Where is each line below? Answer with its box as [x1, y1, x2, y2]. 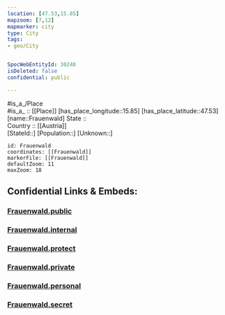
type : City [7, 29, 39, 37]
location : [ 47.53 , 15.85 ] [7, 10, 79, 17]
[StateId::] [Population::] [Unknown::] [7, 129, 113, 137]
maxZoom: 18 [7, 166, 42, 174]
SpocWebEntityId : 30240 [7, 61, 77, 68]
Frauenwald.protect [7, 243, 76, 253]
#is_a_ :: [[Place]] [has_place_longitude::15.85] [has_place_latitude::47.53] [7, 106, 219, 115]
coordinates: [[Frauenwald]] [7, 148, 92, 155]
